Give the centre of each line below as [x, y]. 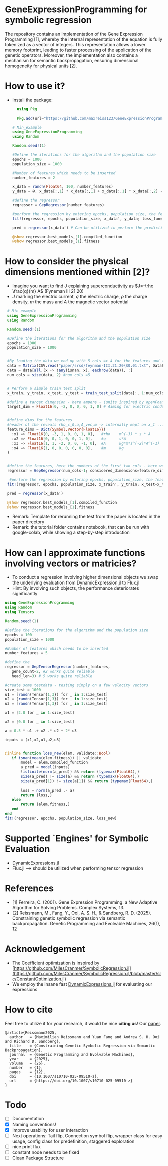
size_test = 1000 [23, 690]
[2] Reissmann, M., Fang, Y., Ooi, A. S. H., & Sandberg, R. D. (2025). [82, 913]
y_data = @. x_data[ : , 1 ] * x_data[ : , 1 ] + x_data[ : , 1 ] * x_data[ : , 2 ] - [87, 191]
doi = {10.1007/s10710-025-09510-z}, [54, 1076]
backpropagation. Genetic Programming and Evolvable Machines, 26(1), [86, 923]
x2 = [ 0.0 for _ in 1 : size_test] [40, 722]
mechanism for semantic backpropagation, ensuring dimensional [72, 60]
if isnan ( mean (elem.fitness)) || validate [56, 758]
